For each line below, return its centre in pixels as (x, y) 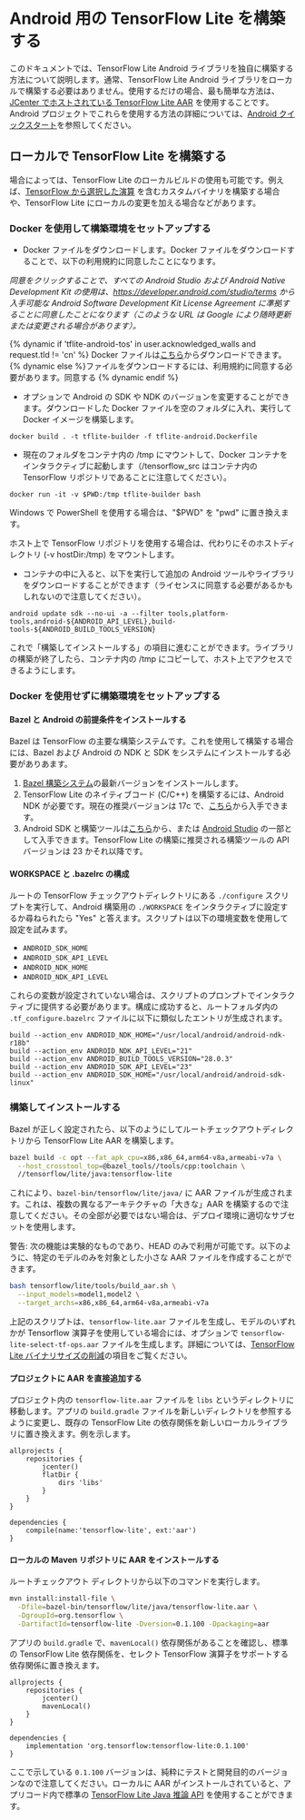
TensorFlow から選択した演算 (80, 191)
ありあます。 (49, 764)
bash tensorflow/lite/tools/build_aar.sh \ (93, 1286)
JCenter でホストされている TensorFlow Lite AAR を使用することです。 (142, 102)
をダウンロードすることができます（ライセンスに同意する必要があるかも (157, 585)
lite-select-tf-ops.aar (54, 1344)
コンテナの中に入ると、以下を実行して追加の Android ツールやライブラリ (158, 574)
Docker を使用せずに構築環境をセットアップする (115, 695)
